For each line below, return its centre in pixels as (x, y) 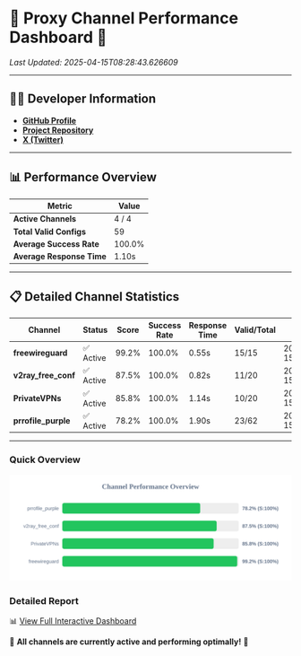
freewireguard (40, 353)
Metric (60, 206)
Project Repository (58, 130)
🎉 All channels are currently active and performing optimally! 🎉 (129, 642)
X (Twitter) (43, 139)
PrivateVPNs (37, 398)
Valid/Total (255, 330)
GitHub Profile (49, 120)
